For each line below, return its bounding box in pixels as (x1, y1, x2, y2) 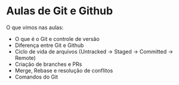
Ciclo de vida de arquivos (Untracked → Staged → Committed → (14, 48, 174, 55)
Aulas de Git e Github (6, 4, 113, 18)
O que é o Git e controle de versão (14, 35, 100, 42)
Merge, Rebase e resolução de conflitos (14, 67, 113, 74)
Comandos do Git (14, 73, 58, 80)
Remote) (14, 54, 36, 61)
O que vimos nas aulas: (6, 24, 64, 31)
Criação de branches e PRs (14, 61, 82, 68)
